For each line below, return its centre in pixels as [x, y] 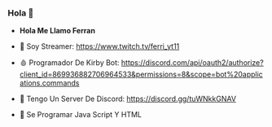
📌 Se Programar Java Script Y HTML [80, 115]
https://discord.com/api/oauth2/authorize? [192, 63]
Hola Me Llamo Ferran [57, 31]
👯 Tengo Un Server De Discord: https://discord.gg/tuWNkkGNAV [128, 99]
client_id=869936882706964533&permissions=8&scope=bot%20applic [141, 74]
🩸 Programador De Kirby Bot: [69, 63]
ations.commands [49, 83]
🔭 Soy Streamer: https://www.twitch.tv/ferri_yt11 [99, 46]
